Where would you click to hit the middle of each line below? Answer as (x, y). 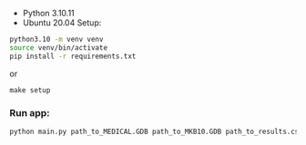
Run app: (30, 112)
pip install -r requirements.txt (73, 56)
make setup (30, 90)
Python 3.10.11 (48, 13)
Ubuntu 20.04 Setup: (62, 23)
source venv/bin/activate (58, 48)
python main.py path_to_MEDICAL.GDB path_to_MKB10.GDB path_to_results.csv (156, 131)
